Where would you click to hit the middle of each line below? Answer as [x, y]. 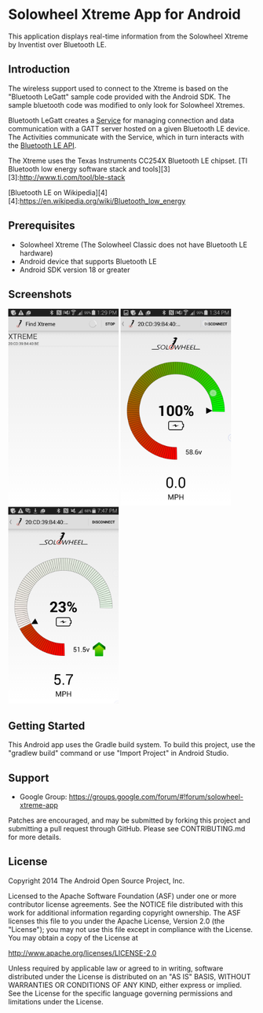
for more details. [35, 837]
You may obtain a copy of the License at [73, 937]
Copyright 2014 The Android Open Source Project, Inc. [97, 880]
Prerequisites [42, 226]
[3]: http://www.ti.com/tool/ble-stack [67, 177]
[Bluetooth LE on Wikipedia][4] [58, 192]
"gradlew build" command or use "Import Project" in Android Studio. [119, 753]
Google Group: [43, 797]
